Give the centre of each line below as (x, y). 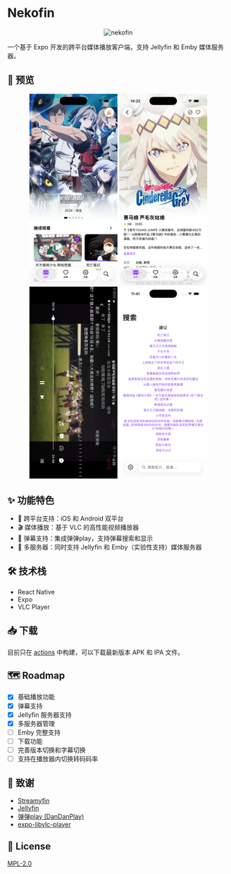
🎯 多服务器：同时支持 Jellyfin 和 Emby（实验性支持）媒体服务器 (110, 547)
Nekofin (31, 13)
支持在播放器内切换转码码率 (58, 758)
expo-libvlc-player (44, 824)
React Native (36, 592)
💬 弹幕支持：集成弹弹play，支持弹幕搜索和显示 (85, 538)
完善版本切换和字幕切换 (51, 750)
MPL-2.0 (20, 863)
